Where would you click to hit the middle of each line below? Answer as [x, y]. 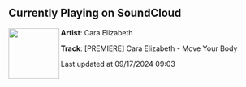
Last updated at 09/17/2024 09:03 [118, 64]
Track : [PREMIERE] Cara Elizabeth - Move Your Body [149, 48]
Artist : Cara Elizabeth [97, 32]
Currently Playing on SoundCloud [95, 13]
